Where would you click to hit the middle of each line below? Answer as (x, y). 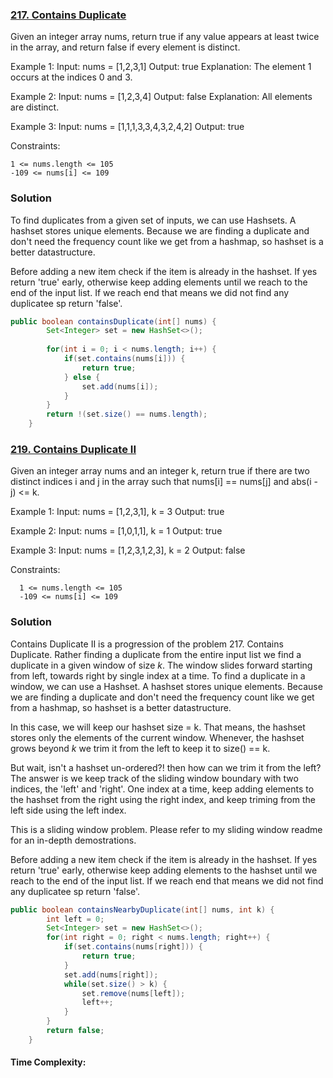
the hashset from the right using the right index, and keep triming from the (163, 799)
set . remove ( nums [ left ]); (133, 993)
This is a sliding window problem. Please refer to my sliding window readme (166, 829)
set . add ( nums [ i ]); (120, 386)
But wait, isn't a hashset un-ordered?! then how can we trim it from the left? (166, 767)
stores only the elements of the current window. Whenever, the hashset (157, 737)
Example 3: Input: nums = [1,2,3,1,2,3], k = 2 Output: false (128, 550)
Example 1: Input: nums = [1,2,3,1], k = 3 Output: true (117, 512)
